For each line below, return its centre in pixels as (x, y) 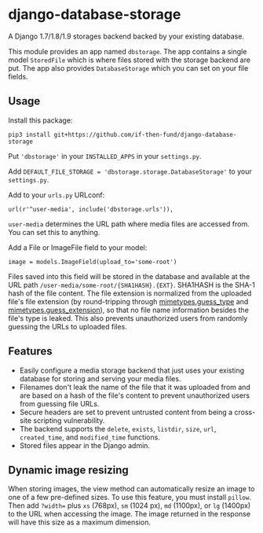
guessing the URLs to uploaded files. (68, 326)
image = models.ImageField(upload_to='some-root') (93, 262)
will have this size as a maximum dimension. (80, 522)
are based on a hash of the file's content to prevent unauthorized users (134, 395)
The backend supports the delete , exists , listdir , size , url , (118, 428)
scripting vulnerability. (69, 420)
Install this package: (40, 120)
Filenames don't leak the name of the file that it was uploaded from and (135, 387)
